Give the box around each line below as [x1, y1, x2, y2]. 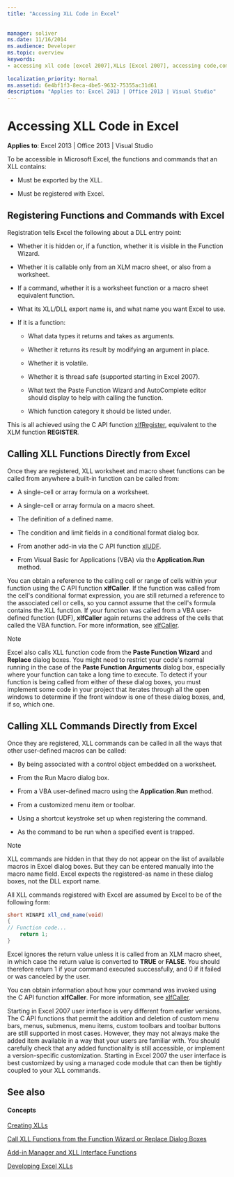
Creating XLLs [7, 1121, 48, 1129]
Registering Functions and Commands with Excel [7, 210, 225, 222]
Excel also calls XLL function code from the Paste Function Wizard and [7, 648, 212, 656]
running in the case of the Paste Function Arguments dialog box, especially [7, 663, 225, 671]
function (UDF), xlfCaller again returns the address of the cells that [31, 613, 224, 622]
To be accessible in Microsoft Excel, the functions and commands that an [7, 155, 218, 164]
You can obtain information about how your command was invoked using [7, 985, 217, 994]
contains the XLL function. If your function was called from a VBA [7, 606, 195, 614]
